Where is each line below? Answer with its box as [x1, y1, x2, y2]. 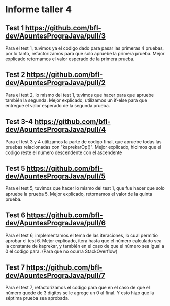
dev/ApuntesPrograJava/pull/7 [5, 271, 106, 280]
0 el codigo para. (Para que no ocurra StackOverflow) [5, 248, 118, 254]
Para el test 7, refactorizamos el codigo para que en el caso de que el [5, 285, 150, 291]
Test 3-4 [5, 118, 33, 126]
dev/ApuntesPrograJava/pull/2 [5, 79, 106, 87]
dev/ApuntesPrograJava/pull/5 [5, 172, 106, 181]
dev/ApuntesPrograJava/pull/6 [5, 219, 106, 227]
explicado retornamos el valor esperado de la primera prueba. [5, 56, 135, 62]
